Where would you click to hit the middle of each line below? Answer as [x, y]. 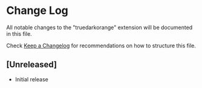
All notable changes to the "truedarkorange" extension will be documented [99, 27]
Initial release [31, 79]
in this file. [19, 33]
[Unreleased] [32, 65]
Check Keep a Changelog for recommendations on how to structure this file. [101, 46]
